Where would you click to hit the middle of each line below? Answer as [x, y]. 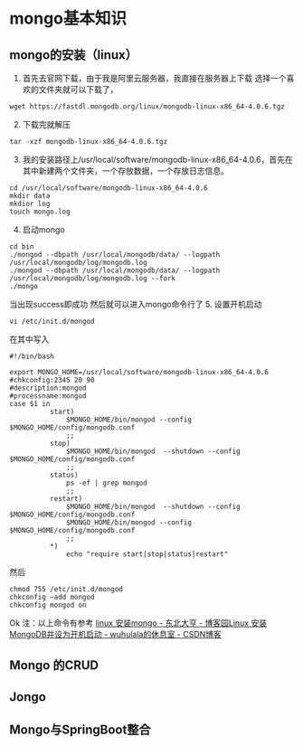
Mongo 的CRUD [54, 666]
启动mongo [43, 230]
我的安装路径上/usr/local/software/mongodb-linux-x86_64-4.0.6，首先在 [158, 160]
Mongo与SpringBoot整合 [80, 730]
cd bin [22, 247]
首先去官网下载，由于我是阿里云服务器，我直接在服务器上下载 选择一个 [154, 78]
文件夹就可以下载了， [78, 90]
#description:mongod [48, 388]
